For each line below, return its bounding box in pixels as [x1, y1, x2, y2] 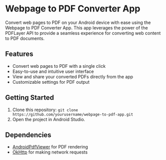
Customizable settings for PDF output [12, 79, 90, 85]
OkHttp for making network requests [12, 149, 88, 155]
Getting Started [5, 93, 54, 102]
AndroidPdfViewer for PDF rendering [12, 144, 88, 150]
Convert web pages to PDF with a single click [12, 63, 106, 69]
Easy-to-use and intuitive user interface [12, 68, 94, 74]
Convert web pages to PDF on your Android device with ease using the [5, 19, 151, 25]
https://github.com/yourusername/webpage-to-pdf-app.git [12, 112, 134, 117]
